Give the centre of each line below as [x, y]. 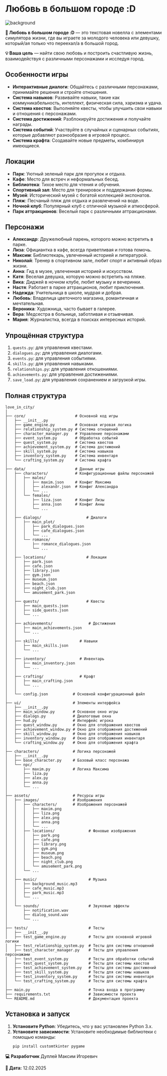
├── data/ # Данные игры [55, 469]
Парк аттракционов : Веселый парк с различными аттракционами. [85, 211]
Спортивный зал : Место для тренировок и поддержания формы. [83, 190]
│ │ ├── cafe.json [29, 566]
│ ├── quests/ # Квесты [55, 601]
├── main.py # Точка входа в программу [75, 990]
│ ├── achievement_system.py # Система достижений [63, 447]
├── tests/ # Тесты [55, 928]
